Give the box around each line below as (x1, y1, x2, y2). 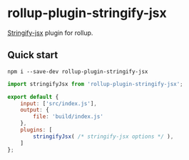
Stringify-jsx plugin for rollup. (7, 28, 93, 37)
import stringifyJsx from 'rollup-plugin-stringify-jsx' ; (7, 80, 183, 87)
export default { (7, 93, 59, 100)
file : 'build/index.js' (33, 113, 103, 120)
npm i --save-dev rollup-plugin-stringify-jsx (7, 68, 148, 75)
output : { (20, 107, 50, 114)
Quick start (7, 49, 58, 61)
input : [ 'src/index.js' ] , (20, 100, 98, 107)
